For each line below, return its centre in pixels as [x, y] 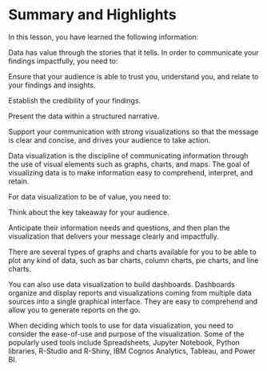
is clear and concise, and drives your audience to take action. [110, 140]
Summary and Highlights [93, 15]
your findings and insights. [52, 85]
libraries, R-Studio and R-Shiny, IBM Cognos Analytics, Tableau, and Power [132, 351]
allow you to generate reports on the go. [75, 309]
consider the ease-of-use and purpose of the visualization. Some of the [126, 333]
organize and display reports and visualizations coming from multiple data [130, 292]
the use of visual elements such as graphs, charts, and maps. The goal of [129, 164]
